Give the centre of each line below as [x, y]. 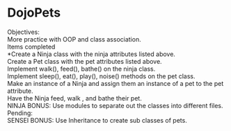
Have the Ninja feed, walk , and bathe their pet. [75, 98]
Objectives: [23, 32]
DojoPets [34, 13]
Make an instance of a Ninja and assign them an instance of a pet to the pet [115, 83]
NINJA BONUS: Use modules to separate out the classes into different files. [115, 105]
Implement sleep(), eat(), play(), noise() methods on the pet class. [102, 76]
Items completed [31, 46]
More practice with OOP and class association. [74, 39]
